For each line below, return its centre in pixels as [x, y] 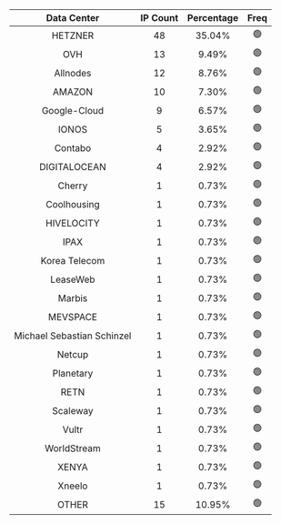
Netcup [73, 354]
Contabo [73, 147]
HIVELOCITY [72, 223]
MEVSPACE [73, 317]
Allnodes [73, 73]
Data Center [73, 18]
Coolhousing [72, 204]
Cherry [73, 186]
